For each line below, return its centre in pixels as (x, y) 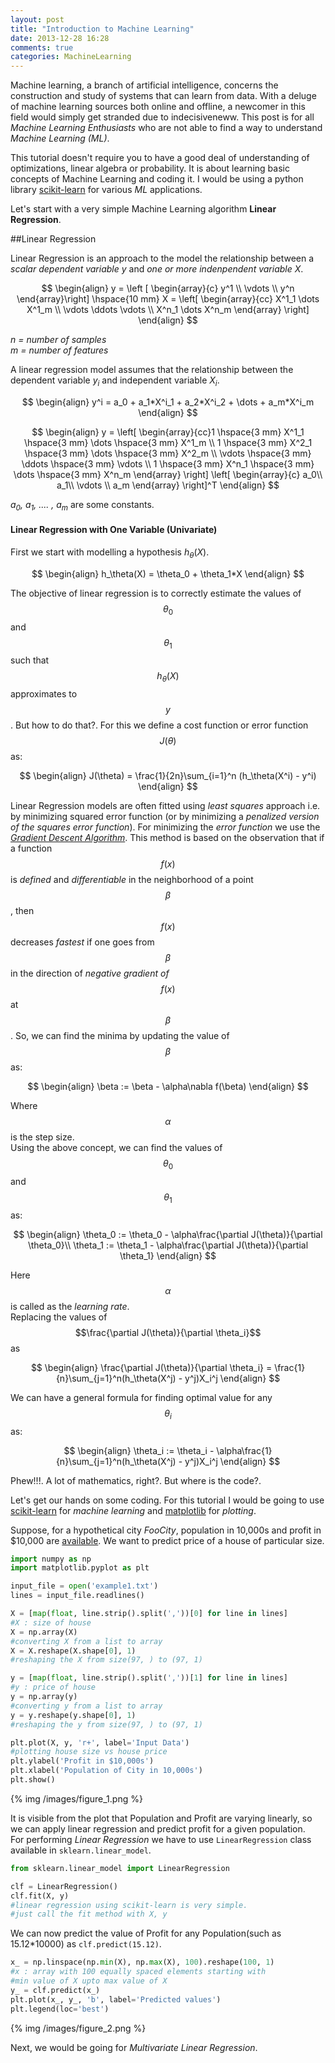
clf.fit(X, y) (40, 1896)
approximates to (44, 694)
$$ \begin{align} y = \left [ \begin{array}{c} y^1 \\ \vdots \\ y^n (168, 288)
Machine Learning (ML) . (60, 138)
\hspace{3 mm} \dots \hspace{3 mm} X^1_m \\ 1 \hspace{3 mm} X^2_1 (168, 442)
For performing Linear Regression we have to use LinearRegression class (161, 1839)
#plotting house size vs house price (89, 1752)
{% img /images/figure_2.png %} (78, 2028)
